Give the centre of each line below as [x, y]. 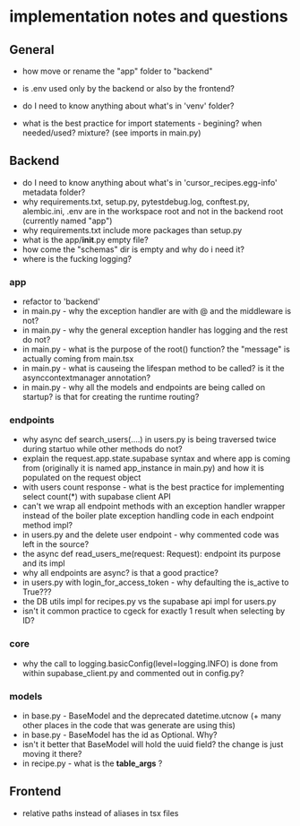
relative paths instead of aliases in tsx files [100, 813]
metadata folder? [54, 192]
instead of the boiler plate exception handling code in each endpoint [148, 516]
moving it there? [52, 754]
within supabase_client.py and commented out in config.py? [133, 673]
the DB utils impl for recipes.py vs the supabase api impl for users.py [149, 602]
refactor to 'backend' [61, 301]
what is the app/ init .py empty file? [86, 239]
